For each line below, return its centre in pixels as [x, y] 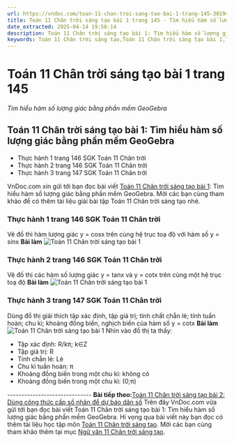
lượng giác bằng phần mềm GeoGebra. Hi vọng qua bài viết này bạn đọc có [115, 416]
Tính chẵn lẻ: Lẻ [40, 359]
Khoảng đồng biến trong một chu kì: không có [83, 373]
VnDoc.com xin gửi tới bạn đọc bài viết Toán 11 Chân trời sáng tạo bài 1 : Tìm [116, 186]
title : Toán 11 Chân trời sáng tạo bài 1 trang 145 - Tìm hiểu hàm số [112, 20]
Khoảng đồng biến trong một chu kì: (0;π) [77, 381]
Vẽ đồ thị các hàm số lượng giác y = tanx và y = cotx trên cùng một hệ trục [114, 275]
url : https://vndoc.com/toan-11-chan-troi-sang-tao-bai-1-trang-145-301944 [119, 14]
